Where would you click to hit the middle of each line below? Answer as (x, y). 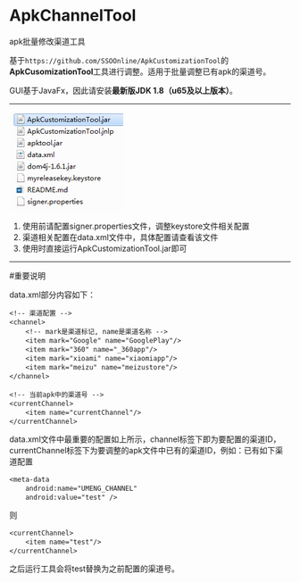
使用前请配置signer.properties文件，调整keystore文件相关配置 (136, 226)
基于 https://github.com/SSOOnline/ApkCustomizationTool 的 (119, 60)
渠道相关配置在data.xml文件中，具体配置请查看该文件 (120, 237)
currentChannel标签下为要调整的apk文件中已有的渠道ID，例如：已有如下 (142, 450)
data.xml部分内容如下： (53, 295)
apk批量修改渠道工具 (48, 41)
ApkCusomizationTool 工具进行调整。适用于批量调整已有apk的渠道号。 (140, 71)
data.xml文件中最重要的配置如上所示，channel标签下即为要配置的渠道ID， (145, 439)
